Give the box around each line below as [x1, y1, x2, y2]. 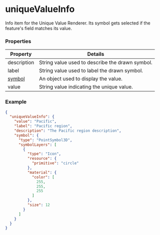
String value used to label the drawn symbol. [39, 67, 144, 74]
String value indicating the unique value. [39, 83, 133, 90]
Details [87, 51, 105, 58]
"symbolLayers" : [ [18, 142, 57, 147]
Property [10, 51, 32, 58]
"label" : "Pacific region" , [14, 124, 72, 129]
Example [5, 98, 27, 105]
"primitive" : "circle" [31, 161, 79, 166]
